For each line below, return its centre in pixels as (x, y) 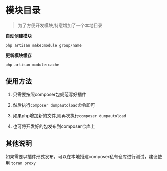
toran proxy (23, 163)
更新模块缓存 (18, 55)
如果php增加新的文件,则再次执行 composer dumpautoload (69, 115)
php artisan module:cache (32, 65)
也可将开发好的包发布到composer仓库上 (54, 126)
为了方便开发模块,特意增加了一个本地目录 (60, 25)
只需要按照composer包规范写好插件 (49, 94)
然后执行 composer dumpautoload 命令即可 (54, 105)
